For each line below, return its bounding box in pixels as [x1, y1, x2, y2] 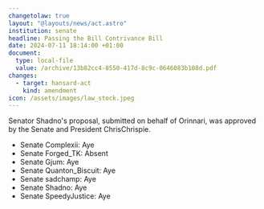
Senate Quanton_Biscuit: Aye [19, 166, 116, 175]
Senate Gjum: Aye [19, 158, 79, 167]
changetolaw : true [8, 11, 70, 20]
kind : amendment [22, 86, 78, 95]
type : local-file [15, 57, 74, 65]
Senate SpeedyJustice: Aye [19, 191, 111, 201]
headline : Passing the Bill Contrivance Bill [8, 34, 163, 43]
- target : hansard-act [15, 79, 91, 87]
